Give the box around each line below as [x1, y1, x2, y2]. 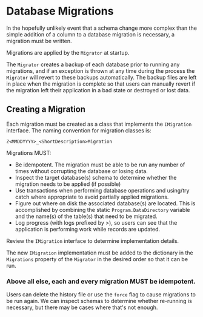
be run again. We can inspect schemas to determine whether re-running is [6, 298, 192, 305]
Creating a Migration [6, 104, 86, 115]
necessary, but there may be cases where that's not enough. [6, 304, 158, 311]
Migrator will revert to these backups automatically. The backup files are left [6, 73, 197, 81]
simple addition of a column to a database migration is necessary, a [6, 30, 175, 38]
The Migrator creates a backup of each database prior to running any [6, 61, 180, 68]
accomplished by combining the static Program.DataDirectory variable [15, 206, 190, 213]
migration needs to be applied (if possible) [15, 180, 121, 188]
